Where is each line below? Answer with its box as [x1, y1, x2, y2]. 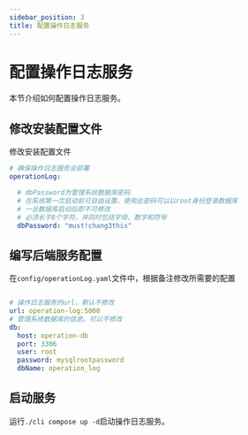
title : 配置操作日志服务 [9, 21, 90, 30]
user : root [17, 347, 57, 356]
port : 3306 [17, 340, 57, 348]
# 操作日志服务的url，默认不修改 [9, 298, 115, 308]
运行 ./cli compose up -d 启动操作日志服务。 [9, 416, 170, 426]
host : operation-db [17, 331, 89, 340]
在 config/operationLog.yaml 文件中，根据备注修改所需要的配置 [9, 273, 236, 284]
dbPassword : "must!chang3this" [17, 221, 132, 230]
